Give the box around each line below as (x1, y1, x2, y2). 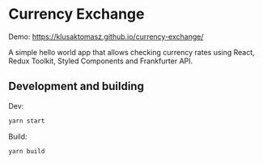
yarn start (8, 117, 45, 125)
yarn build (8, 147, 45, 155)
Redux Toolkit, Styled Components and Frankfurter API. (8, 56, 193, 66)
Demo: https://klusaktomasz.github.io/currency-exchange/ (8, 32, 204, 41)
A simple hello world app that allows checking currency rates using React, (8, 47, 255, 57)
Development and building (8, 79, 144, 93)
